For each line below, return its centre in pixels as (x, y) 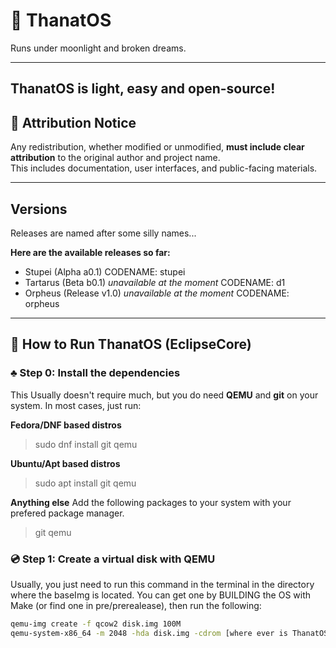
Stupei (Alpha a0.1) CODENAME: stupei (105, 271)
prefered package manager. (67, 513)
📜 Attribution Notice (73, 122)
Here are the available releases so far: (90, 252)
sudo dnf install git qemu (86, 444)
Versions (39, 209)
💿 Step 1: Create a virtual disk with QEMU (113, 559)
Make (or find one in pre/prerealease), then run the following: (136, 605)
